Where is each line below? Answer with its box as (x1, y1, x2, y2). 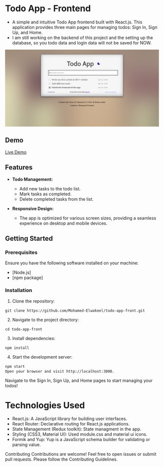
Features (5, 163, 33, 171)
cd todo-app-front (5, 327, 42, 332)
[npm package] (12, 275, 43, 281)
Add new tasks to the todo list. (19, 186, 81, 191)
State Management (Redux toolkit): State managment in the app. (12, 426, 142, 432)
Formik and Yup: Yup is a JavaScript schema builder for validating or (12, 437, 150, 443)
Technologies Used (5, 400, 85, 411)
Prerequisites (5, 249, 38, 255)
